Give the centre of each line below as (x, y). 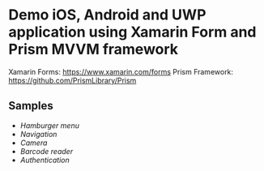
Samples (31, 106)
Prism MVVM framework (94, 49)
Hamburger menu (49, 125)
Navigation (38, 134)
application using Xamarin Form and (132, 32)
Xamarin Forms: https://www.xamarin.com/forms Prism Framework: (121, 71)
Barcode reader (47, 151)
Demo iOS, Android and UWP (107, 15)
